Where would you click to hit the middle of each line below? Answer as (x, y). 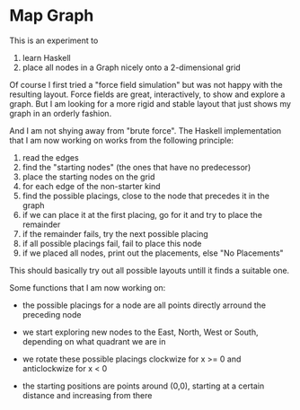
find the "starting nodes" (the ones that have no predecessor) (137, 167)
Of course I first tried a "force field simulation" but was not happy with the (146, 84)
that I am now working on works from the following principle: (122, 140)
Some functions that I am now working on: (88, 287)
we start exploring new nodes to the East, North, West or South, (140, 332)
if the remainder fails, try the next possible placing (115, 233)
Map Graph (52, 16)
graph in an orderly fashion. (61, 113)
